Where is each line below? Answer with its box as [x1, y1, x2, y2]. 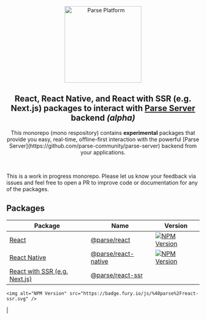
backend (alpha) [71, 113, 135, 123]
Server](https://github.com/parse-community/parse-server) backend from [9, 142, 197, 150]
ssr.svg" [6, 295, 29, 302]
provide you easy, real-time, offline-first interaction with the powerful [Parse [7, 135, 199, 143]
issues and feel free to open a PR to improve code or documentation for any [6, 178, 198, 186]
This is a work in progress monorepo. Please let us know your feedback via [6, 172, 196, 180]
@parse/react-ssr [91, 270, 143, 279]
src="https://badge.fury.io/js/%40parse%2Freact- [69, 290, 199, 297]
